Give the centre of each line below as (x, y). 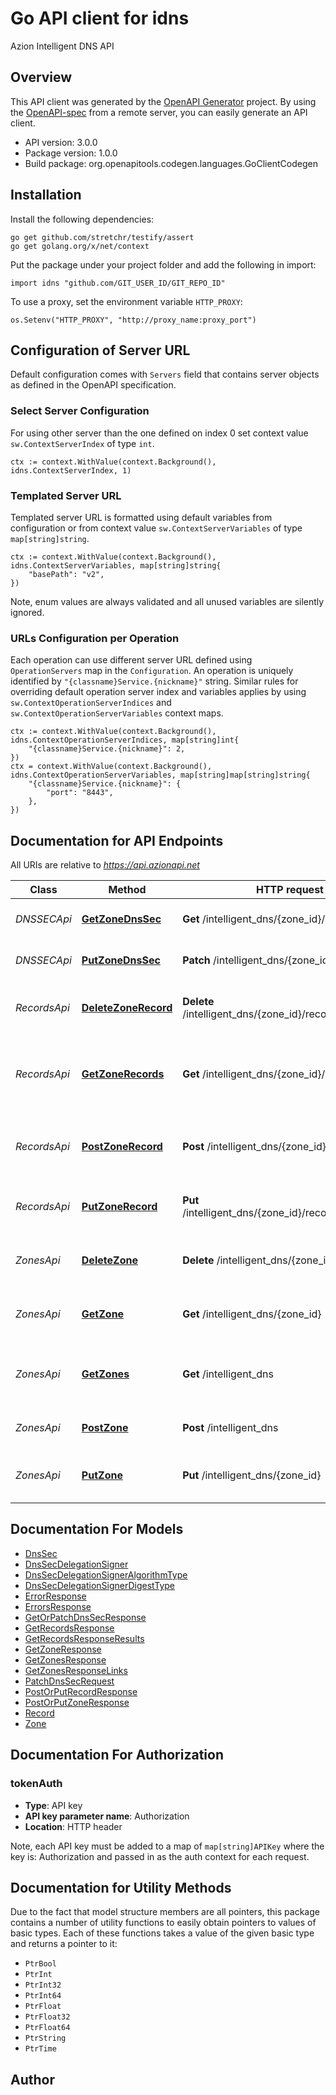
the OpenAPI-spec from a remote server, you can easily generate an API (159, 112)
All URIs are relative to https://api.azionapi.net (105, 865)
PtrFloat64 (47, 2028)
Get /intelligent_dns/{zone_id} (252, 1314)
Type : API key (53, 1805)
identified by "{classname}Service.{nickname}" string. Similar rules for (154, 681)
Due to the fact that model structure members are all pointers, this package (165, 1912)
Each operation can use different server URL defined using (131, 660)
